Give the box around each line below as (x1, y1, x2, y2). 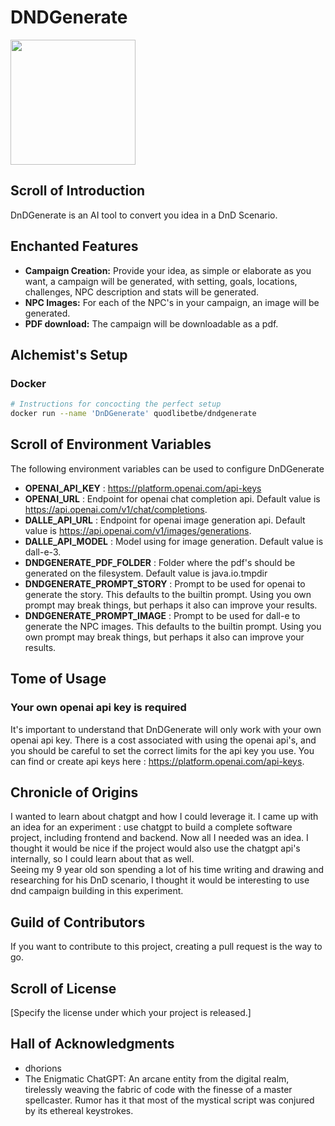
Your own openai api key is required (10, 701, 187, 715)
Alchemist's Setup (10, 346, 128, 363)
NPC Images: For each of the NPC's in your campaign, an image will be (24, 296, 320, 308)
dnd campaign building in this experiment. (10, 885, 184, 897)
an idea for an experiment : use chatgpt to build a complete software (10, 821, 293, 833)
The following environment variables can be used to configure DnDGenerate (10, 462, 325, 475)
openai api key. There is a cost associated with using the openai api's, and (10, 734, 317, 746)
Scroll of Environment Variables (10, 436, 212, 453)
